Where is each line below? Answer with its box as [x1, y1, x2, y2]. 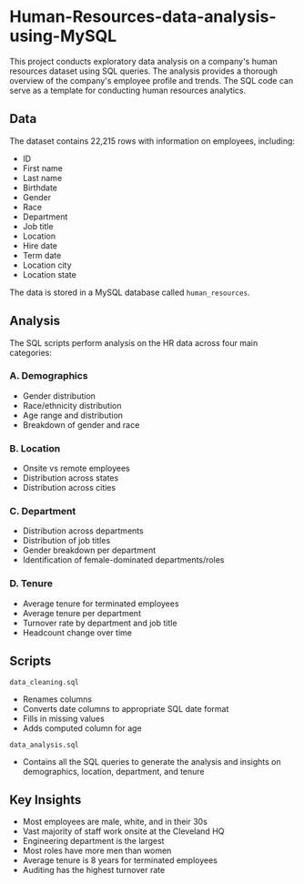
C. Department [9, 505, 76, 518]
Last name [22, 172, 63, 183]
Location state [22, 269, 77, 279]
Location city [22, 259, 72, 270]
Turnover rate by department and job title [22, 617, 177, 628]
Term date [22, 249, 62, 260]
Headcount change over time [22, 626, 132, 638]
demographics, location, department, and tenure [22, 766, 205, 777]
